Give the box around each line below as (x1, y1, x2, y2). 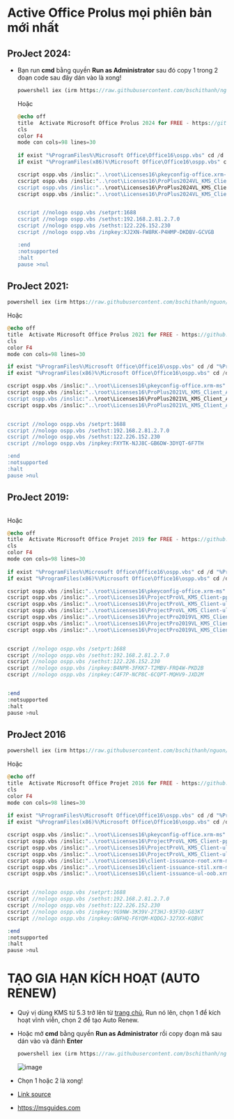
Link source (17, 1090, 52, 1098)
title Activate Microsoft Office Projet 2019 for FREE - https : (7, 536, 201, 543)
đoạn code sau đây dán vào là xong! (17, 73, 122, 82)
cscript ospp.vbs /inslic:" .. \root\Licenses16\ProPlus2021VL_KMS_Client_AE (7, 395, 232, 402)
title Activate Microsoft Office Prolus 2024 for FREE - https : (17, 119, 211, 126)
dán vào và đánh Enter (17, 1037, 84, 1045)
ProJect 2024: (7, 47, 71, 59)
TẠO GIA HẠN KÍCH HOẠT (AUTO (7, 970, 201, 986)
